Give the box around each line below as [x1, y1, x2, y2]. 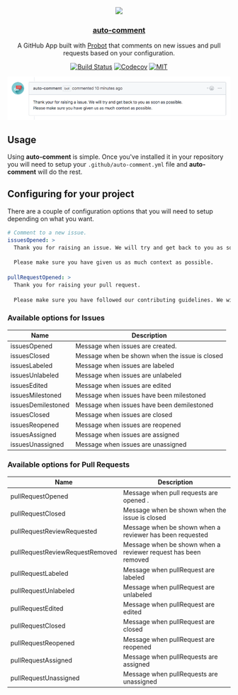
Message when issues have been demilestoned [75, 401, 214, 409]
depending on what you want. [7, 214, 94, 223]
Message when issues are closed [75, 411, 173, 419]
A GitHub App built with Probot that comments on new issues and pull [17, 41, 221, 50]
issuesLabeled [10, 362, 53, 370]
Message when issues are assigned [75, 430, 179, 439]
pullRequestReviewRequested [10, 527, 98, 535]
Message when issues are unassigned [75, 440, 187, 449]
